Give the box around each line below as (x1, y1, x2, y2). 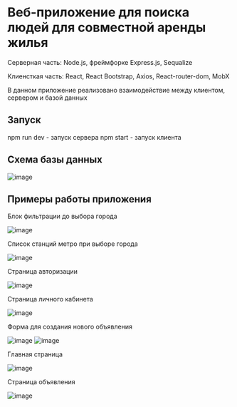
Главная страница (7, 350, 63, 359)
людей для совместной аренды (7, 19, 206, 36)
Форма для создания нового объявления (7, 322, 133, 331)
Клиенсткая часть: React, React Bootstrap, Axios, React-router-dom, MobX (7, 72, 230, 81)
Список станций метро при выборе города (7, 239, 139, 248)
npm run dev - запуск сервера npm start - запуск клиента (7, 133, 181, 141)
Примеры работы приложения (7, 193, 152, 205)
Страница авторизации (7, 267, 78, 276)
